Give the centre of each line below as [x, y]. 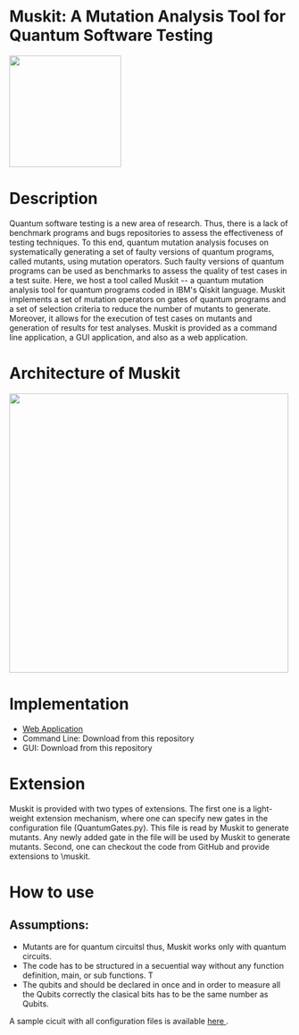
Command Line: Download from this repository [108, 738]
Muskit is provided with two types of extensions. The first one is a [130, 808]
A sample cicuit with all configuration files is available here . [119, 1021]
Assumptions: [49, 926]
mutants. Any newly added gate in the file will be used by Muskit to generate [150, 837]
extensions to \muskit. [50, 856]
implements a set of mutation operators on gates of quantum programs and [148, 299]
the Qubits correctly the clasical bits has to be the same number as [145, 994]
